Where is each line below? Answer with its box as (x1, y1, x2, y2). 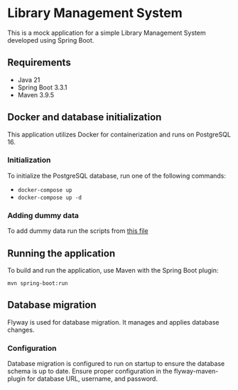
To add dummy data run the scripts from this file (7, 227, 148, 235)
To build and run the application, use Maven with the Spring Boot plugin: (7, 266, 219, 274)
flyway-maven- (173, 367, 219, 376)
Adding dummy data (7, 210, 80, 220)
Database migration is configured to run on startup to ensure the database (7, 359, 225, 368)
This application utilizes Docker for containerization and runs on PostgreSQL (7, 130, 231, 139)
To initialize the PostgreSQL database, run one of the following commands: (7, 171, 226, 180)
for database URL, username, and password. (27, 374, 158, 383)
